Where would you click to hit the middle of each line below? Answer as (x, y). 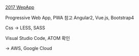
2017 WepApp (20, 7)
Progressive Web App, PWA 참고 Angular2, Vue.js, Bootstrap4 (70, 18)
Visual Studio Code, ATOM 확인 (38, 38)
